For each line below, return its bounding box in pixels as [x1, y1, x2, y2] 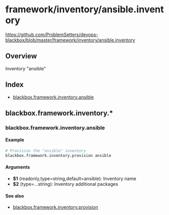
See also [5, 192, 24, 199]
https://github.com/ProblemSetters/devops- [5, 31, 99, 37]
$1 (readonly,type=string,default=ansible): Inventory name [12, 175, 137, 182]
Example [5, 137, 25, 143]
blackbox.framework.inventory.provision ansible [5, 153, 111, 158]
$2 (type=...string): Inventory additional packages [12, 181, 118, 187]
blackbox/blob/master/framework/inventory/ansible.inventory [5, 37, 135, 43]
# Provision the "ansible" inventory [5, 148, 86, 153]
